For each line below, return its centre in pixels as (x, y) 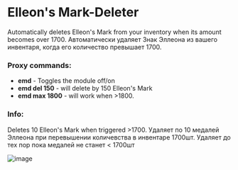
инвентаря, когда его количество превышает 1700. (85, 47)
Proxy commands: (39, 65)
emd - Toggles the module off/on (66, 81)
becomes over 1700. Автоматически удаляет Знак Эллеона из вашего (113, 39)
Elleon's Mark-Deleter (73, 12)
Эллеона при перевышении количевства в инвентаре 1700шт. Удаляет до (119, 137)
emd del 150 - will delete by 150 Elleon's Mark (85, 89)
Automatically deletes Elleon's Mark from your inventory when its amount (114, 32)
